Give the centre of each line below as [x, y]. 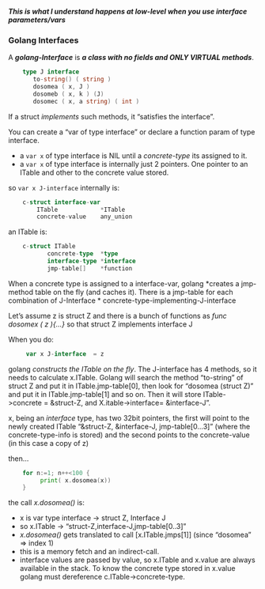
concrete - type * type [83, 254]
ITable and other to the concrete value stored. [94, 172]
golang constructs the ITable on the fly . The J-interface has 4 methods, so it [132, 369]
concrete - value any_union [85, 217]
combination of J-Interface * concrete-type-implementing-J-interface [122, 300]
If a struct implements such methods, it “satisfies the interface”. [112, 116]
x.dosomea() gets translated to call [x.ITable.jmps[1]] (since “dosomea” [135, 535]
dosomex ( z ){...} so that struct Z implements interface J [100, 324]
